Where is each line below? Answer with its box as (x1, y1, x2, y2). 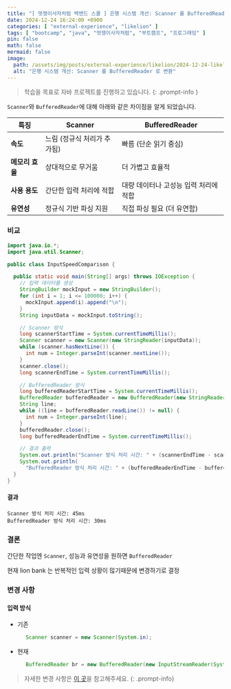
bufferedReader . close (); (19, 426, 91, 433)
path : (13, 61, 30, 68)
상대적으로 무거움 (45, 162, 98, 172)
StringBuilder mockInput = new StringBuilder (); (19, 286, 162, 293)
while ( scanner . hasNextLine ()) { (19, 343, 115, 350)
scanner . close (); (19, 363, 69, 370)
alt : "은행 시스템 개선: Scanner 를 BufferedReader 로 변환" (13, 68, 177, 74)
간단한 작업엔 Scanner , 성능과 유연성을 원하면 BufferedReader (7, 552, 173, 560)
